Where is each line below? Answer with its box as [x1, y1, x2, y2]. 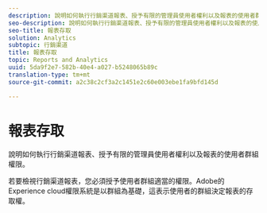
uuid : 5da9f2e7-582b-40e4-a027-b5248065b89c [8, 64, 158, 72]
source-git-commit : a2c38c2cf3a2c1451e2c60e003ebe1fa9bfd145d [8, 78, 219, 86]
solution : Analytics [8, 33, 77, 42]
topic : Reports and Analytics [8, 56, 109, 64]
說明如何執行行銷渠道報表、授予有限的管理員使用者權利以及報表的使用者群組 [8, 149, 259, 159]
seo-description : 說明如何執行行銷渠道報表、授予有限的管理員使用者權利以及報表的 [8, 19, 253, 27]
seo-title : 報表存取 [8, 26, 72, 34]
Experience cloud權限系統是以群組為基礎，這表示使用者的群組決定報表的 [8, 186, 246, 196]
